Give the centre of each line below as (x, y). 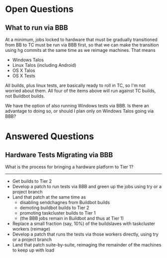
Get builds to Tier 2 (32, 181)
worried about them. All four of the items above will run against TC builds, (81, 91)
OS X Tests (24, 76)
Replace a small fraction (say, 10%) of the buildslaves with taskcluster (84, 224)
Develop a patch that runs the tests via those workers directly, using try (85, 234)
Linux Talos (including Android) (44, 65)
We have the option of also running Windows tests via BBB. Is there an (77, 106)
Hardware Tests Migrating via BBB (59, 155)
